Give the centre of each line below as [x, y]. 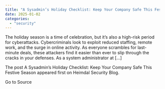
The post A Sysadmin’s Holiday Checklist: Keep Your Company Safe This [79, 67]
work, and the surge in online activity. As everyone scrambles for [71, 47]
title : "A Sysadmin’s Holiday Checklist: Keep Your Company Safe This [79, 10]
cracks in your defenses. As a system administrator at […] [63, 58]
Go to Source [18, 82]
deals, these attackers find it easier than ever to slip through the [85, 53]
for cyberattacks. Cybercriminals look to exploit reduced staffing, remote [79, 43]
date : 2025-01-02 [23, 14]
